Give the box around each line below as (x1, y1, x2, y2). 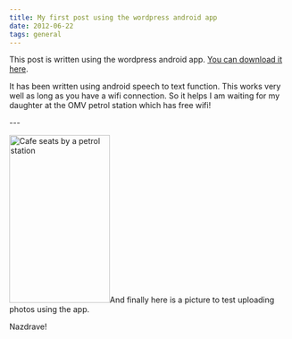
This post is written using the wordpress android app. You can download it (9, 55, 283, 65)
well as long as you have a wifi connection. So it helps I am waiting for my (9, 90, 280, 101)
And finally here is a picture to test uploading (110, 294, 275, 305)
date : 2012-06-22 (9, 21, 74, 30)
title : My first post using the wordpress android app (9, 13, 218, 22)
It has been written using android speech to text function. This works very (9, 81, 281, 92)
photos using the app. (9, 304, 90, 315)
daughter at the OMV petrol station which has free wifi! (9, 100, 212, 111)
